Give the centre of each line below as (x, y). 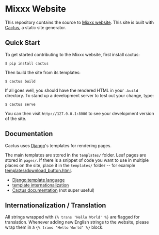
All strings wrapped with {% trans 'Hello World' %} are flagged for (72, 217)
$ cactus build (20, 81)
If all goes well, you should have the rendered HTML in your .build (72, 90)
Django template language (38, 180)
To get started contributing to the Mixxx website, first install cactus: (72, 54)
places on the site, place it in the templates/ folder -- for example (70, 165)
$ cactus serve (20, 104)
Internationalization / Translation (56, 205)
